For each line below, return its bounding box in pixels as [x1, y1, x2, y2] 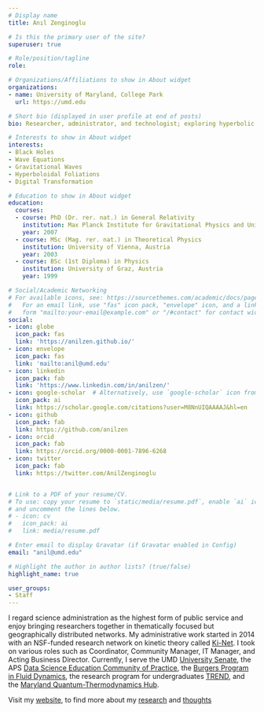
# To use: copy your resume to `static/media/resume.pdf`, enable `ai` [8, 497, 247, 506]
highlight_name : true [8, 570, 79, 578]
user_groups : [8, 584, 51, 592]
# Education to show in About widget [8, 192, 132, 200]
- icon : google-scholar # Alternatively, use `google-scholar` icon [8, 389, 241, 397]
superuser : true [8, 40, 61, 48]
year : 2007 [22, 228, 58, 236]
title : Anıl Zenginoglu [8, 19, 86, 27]
